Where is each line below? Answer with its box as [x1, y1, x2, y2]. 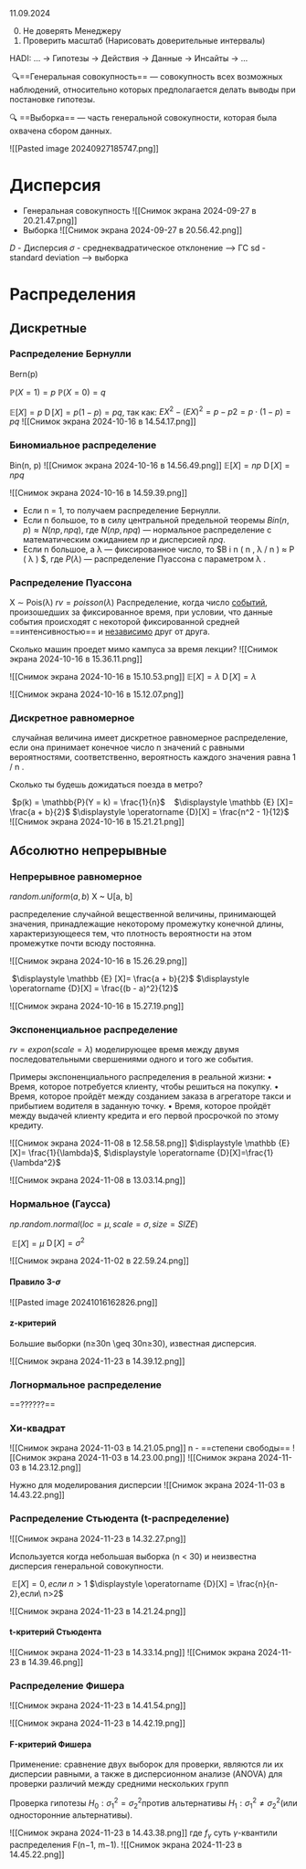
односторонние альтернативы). [9, 1809, 133, 1821]
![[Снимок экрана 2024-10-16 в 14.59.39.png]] [9, 487, 188, 498]
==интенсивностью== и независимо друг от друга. [9, 626, 210, 638]
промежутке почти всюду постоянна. [9, 938, 157, 949]
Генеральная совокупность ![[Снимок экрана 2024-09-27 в [22, 205, 257, 216]
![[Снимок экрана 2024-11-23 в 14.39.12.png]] [9, 1356, 185, 1367]
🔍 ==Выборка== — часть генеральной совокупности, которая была [9, 112, 277, 122]
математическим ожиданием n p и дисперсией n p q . [22, 533, 226, 544]
